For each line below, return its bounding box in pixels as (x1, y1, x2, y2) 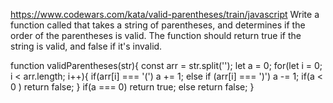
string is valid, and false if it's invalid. (10, 40, 163, 52)
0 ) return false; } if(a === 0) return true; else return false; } (10, 81, 255, 93)
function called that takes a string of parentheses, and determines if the (10, 19, 306, 31)
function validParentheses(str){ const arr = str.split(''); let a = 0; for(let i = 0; (10, 60, 323, 71)
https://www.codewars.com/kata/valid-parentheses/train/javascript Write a (10, 9, 320, 20)
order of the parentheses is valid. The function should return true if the (10, 30, 302, 41)
